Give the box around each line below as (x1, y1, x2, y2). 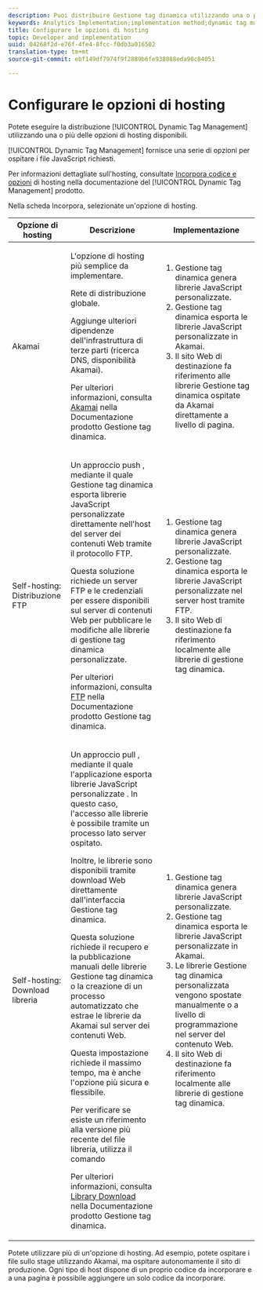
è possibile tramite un (70, 817, 150, 828)
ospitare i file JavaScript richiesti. (8, 154, 116, 163)
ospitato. (70, 837, 103, 848)
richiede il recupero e (70, 941, 149, 952)
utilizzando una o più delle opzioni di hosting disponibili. (8, 130, 189, 140)
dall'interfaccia (70, 894, 125, 905)
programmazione (175, 1018, 239, 1029)
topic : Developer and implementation (8, 33, 131, 42)
